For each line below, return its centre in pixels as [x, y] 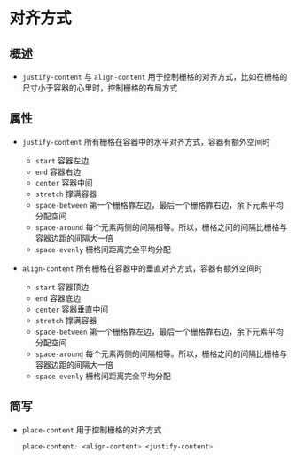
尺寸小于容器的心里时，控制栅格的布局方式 [100, 88]
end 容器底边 [58, 297]
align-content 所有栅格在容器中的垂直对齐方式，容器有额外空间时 [142, 268]
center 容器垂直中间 [72, 309]
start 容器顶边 [62, 287]
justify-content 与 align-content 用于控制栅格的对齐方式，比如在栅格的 [155, 77]
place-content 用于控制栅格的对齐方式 [92, 429]
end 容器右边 [58, 171]
